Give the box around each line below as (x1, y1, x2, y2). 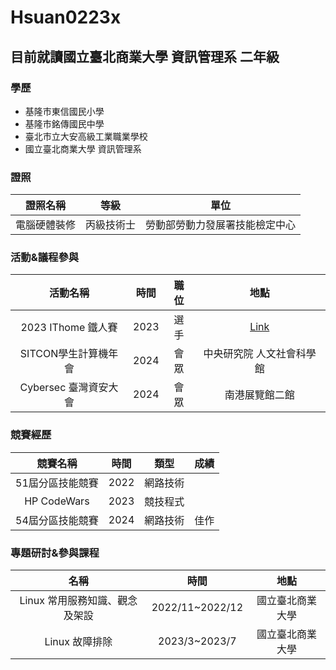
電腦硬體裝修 (15, 218, 77, 232)
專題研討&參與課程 (10, 546, 100, 560)
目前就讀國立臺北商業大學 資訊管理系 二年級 (10, 48, 280, 65)
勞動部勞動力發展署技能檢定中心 (145, 218, 297, 232)
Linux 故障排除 (44, 635, 113, 649)
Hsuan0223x (10, 6, 122, 29)
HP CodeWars (24, 494, 90, 508)
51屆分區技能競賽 (15, 476, 99, 490)
